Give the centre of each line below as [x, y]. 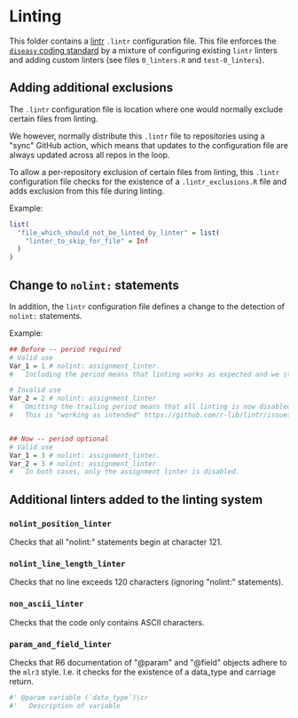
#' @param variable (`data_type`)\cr [79, 698]
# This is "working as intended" [75, 415]
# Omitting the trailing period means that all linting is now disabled [150, 407]
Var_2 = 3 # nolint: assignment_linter [83, 464]
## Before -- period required [65, 349]
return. [21, 681]
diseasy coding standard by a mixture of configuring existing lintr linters [143, 50]
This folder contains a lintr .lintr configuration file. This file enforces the [143, 41]
